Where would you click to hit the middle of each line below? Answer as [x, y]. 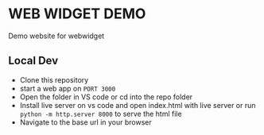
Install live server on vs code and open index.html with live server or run [138, 105]
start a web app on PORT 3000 [68, 88]
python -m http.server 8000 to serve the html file [101, 114]
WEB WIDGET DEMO [77, 14]
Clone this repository [54, 79]
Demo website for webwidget [56, 36]
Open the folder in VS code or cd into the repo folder [106, 97]
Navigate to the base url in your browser [86, 122]
